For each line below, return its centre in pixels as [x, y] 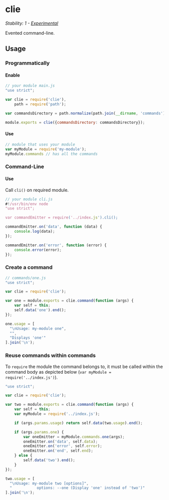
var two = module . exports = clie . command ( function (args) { [70, 405]
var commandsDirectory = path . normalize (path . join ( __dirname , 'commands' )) [86, 113]
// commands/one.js [26, 278]
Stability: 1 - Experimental [32, 23]
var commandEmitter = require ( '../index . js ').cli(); [62, 218]
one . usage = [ [20, 324]
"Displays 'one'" [28, 338]
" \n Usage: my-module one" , [38, 328]
